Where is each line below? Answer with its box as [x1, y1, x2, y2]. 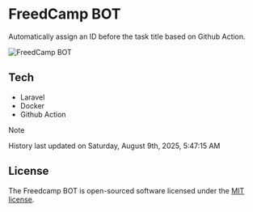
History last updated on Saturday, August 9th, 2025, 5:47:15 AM [8, 141, 221, 151]
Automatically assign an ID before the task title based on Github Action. [8, 32, 246, 41]
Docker [19, 100, 45, 110]
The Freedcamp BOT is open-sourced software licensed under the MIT [8, 185, 245, 195]
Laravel [19, 92, 45, 102]
